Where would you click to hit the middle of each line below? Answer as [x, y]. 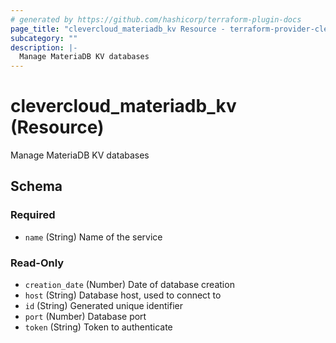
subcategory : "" [44, 38]
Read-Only [37, 263]
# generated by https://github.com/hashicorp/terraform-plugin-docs [156, 19]
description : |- [44, 47]
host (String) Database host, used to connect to [123, 295]
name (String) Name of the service [93, 237]
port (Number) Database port [85, 317]
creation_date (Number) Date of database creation [129, 285]
